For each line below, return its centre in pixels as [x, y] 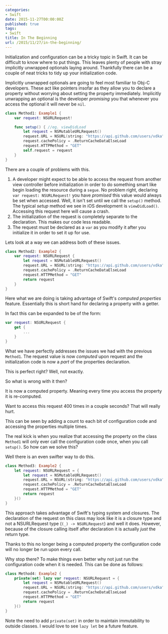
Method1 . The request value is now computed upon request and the [74, 356]
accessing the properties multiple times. [46, 426]
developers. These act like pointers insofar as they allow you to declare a [80, 88]
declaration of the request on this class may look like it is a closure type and [83, 518]
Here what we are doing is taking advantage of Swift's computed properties [83, 298]
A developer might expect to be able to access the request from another [87, 179]
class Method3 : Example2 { [33, 466]
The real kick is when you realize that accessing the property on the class [81, 436]
